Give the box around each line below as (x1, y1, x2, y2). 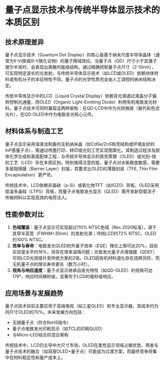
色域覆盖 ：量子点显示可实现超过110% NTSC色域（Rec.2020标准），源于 (12, 224, 157, 230)
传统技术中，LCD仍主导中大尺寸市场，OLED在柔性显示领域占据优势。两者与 (5, 342, 159, 348)
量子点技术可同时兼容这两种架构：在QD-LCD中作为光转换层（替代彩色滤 (13, 105, 160, 111)
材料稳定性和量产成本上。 (13, 355, 65, 361)
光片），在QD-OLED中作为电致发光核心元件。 (5, 112, 96, 117)
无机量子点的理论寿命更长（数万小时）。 (12, 261, 92, 267)
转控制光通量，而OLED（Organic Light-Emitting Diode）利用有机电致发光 (5, 99, 153, 105)
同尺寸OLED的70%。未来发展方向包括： (5, 309, 86, 315)
